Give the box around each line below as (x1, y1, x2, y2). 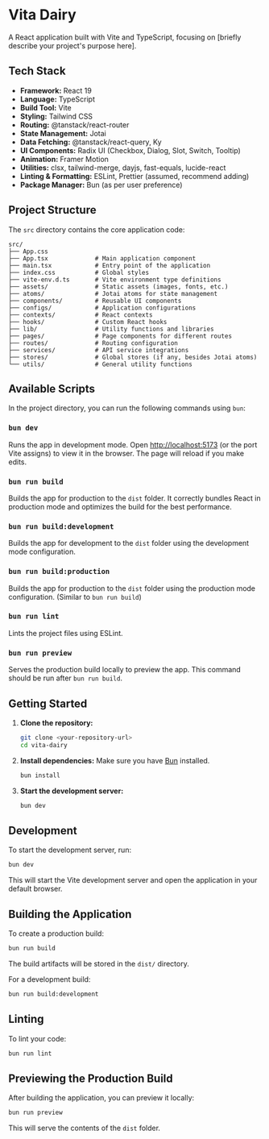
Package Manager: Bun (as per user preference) (19, 180, 183, 189)
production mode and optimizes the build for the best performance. (8, 501, 232, 511)
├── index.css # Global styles (8, 268, 150, 276)
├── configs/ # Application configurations (8, 304, 197, 312)
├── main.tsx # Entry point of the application (8, 261, 211, 269)
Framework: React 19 (19, 85, 93, 95)
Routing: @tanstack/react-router (19, 119, 130, 130)
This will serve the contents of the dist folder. (8, 1123, 161, 1133)
